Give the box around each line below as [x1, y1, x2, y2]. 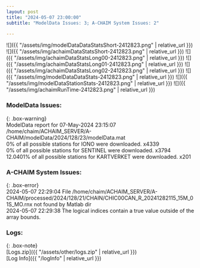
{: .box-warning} [6, 115, 47, 122]
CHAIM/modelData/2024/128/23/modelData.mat [6, 134, 126, 141]
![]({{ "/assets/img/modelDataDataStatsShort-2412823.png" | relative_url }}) [6, 41, 193, 49]
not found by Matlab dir [34, 200, 92, 207]
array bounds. [6, 213, 41, 221]
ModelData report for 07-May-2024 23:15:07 [6, 121, 117, 128]
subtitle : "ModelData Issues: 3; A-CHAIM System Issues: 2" [6, 20, 160, 26]
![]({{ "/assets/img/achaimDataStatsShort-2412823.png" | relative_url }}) [6, 48, 184, 55]
